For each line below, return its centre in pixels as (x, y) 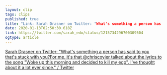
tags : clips (17, 14)
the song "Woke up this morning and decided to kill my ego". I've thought (80, 62)
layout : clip (19, 10)
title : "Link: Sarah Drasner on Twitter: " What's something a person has (83, 24)
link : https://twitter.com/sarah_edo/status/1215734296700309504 (74, 33)
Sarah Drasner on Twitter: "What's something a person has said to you (77, 51)
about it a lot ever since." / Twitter (40, 67)
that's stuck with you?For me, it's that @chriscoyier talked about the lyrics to (83, 57)
